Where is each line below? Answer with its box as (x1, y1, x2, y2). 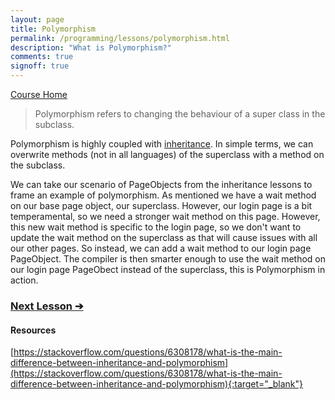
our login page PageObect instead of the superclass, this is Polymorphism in (10, 264, 326, 275)
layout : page (10, 14, 65, 25)
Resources (10, 324, 57, 336)
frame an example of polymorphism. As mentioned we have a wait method (10, 189, 317, 201)
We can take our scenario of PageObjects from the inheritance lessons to (10, 179, 313, 190)
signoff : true (10, 61, 70, 71)
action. (10, 274, 39, 286)
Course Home (10, 89, 68, 100)
